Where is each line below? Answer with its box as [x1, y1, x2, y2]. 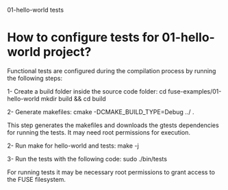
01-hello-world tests [7, 6, 64, 14]
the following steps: [7, 74, 63, 82]
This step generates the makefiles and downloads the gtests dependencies [7, 121, 219, 129]
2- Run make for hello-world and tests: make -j [7, 141, 139, 150]
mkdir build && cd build [40, 94, 106, 103]
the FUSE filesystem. [7, 175, 66, 183]
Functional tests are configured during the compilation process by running [7, 66, 216, 74]
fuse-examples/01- [167, 87, 222, 95]
